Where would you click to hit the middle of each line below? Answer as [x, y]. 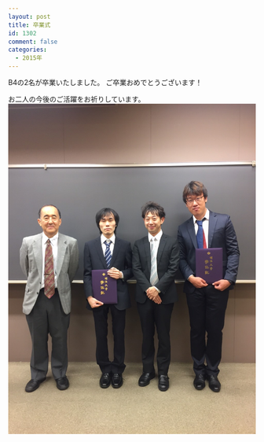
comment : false [33, 42]
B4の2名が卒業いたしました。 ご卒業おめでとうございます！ [105, 82]
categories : [27, 50]
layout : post [29, 17]
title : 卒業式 [29, 25]
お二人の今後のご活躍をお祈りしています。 [77, 99]
